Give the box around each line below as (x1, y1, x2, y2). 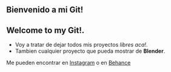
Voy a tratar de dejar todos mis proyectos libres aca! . (15, 41, 148, 49)
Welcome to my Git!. (6, 25, 85, 35)
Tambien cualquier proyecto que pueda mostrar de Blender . (15, 47, 166, 55)
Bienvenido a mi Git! (6, 5, 84, 15)
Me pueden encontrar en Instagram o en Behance (6, 59, 131, 67)
